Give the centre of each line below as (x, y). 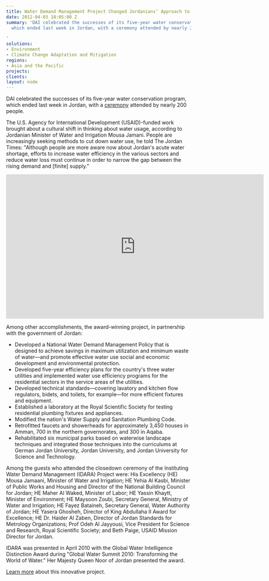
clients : (17, 77)
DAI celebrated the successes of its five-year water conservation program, (96, 99)
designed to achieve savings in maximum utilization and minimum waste (101, 351)
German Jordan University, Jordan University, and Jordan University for (101, 451)
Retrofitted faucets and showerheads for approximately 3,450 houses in (101, 426)
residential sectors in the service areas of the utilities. (79, 382)
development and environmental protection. (67, 363)
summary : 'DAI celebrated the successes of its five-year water (86, 22)
